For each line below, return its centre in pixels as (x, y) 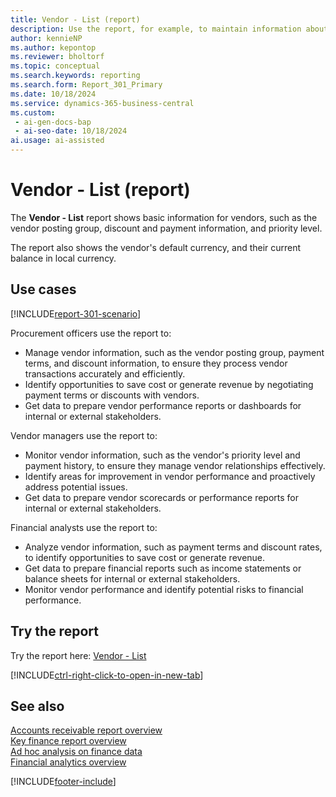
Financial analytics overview (68, 762)
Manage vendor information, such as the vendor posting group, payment (174, 352)
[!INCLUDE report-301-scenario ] (76, 313)
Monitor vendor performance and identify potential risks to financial (164, 589)
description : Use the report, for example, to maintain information (156, 29)
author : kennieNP (46, 38)
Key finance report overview (68, 741)
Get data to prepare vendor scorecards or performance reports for (162, 497)
